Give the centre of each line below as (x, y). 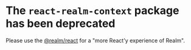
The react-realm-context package (92, 11)
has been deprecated (61, 23)
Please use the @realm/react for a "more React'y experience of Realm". (95, 40)
